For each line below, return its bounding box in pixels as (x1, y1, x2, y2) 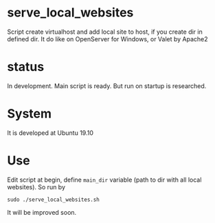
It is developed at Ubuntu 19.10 (7, 129, 94, 137)
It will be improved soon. (7, 208, 77, 216)
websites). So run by (7, 182, 66, 191)
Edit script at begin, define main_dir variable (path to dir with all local (7, 176, 202, 184)
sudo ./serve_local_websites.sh (7, 196, 100, 203)
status (7, 59, 45, 75)
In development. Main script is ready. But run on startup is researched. (7, 81, 207, 90)
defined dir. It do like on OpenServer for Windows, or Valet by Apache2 (7, 34, 208, 43)
